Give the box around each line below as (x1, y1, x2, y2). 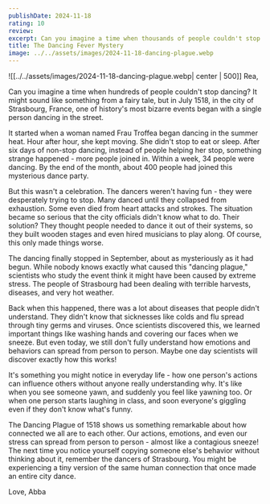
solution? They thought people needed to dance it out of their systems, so (8, 221, 253, 230)
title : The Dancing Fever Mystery (8, 42, 125, 50)
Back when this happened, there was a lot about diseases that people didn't (8, 304, 260, 312)
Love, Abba (8, 487, 47, 496)
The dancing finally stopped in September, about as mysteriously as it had (8, 254, 254, 262)
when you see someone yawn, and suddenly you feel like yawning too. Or (8, 387, 253, 397)
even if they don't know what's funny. (8, 404, 133, 414)
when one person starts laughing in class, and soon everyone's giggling (8, 396, 247, 405)
